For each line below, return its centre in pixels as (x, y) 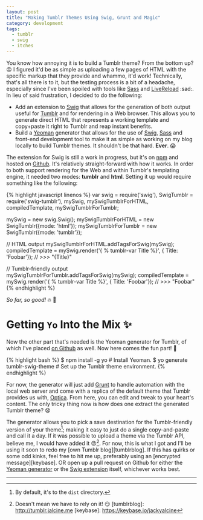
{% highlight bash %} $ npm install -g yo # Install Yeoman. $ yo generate (97, 360)
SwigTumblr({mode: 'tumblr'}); (44, 232)
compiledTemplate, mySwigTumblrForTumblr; (63, 207)
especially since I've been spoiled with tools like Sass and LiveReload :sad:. (100, 88)
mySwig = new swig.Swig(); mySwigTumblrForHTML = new (80, 219)
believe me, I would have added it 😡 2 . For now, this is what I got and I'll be (99, 443)
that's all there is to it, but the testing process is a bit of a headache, (91, 82)
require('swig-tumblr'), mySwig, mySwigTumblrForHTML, (78, 201)
